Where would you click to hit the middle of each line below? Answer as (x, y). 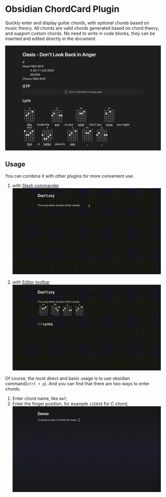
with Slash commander (36, 186)
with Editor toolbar (31, 282)
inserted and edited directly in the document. (51, 39)
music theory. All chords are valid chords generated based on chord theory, (82, 28)
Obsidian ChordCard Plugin (62, 9)
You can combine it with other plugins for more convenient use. (70, 176)
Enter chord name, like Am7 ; (40, 398)
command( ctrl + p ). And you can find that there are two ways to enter (77, 384)
